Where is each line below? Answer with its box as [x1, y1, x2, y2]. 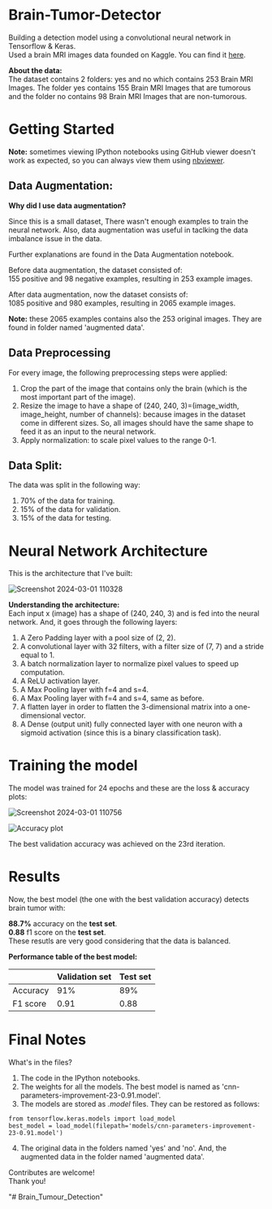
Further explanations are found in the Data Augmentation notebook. [8, 249, 235, 259]
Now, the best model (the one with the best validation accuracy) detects [8, 895, 250, 904]
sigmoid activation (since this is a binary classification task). [19, 728, 222, 738]
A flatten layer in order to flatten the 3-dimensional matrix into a [19, 702, 233, 712]
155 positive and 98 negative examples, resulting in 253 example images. [8, 274, 253, 284]
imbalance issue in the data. [8, 233, 102, 243]
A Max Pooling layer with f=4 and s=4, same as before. [19, 693, 205, 704]
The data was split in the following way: [8, 480, 140, 490]
